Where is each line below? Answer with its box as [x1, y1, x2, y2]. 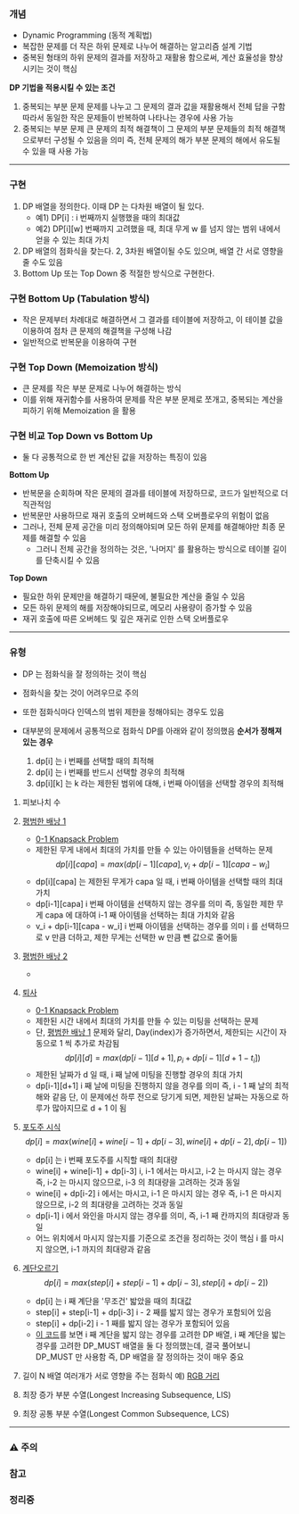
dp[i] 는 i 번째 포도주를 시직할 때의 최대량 [35, 1154, 178, 1166]
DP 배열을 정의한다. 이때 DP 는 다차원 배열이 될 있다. [21, 201, 205, 212]
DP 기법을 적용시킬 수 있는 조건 [9, 82, 116, 93]
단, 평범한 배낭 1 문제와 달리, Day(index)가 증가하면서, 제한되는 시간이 [35, 1027, 278, 1037]
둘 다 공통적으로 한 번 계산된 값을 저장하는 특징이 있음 [21, 452, 207, 462]
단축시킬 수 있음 [44, 555, 101, 566]
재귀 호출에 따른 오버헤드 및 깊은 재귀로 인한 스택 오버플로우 [21, 613, 230, 624]
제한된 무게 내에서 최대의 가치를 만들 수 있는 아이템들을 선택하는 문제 [35, 844, 273, 854]
